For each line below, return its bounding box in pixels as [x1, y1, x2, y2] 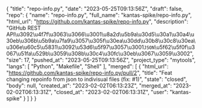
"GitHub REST [6, 24, 41, 31]
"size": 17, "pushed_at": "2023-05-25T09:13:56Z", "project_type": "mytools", [6, 57, 196, 63]
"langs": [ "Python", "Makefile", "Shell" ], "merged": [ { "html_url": [6, 63, 169, 70]
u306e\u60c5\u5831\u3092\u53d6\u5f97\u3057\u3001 [6, 43, 144, 51]
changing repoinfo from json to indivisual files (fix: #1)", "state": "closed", [6, 75, 188, 83]
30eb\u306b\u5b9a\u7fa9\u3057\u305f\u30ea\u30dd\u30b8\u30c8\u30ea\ [6, 37, 196, 44]
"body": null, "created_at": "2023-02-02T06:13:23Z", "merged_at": [6, 82, 172, 89]
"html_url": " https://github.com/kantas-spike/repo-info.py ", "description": [6, 18, 189, 25]
